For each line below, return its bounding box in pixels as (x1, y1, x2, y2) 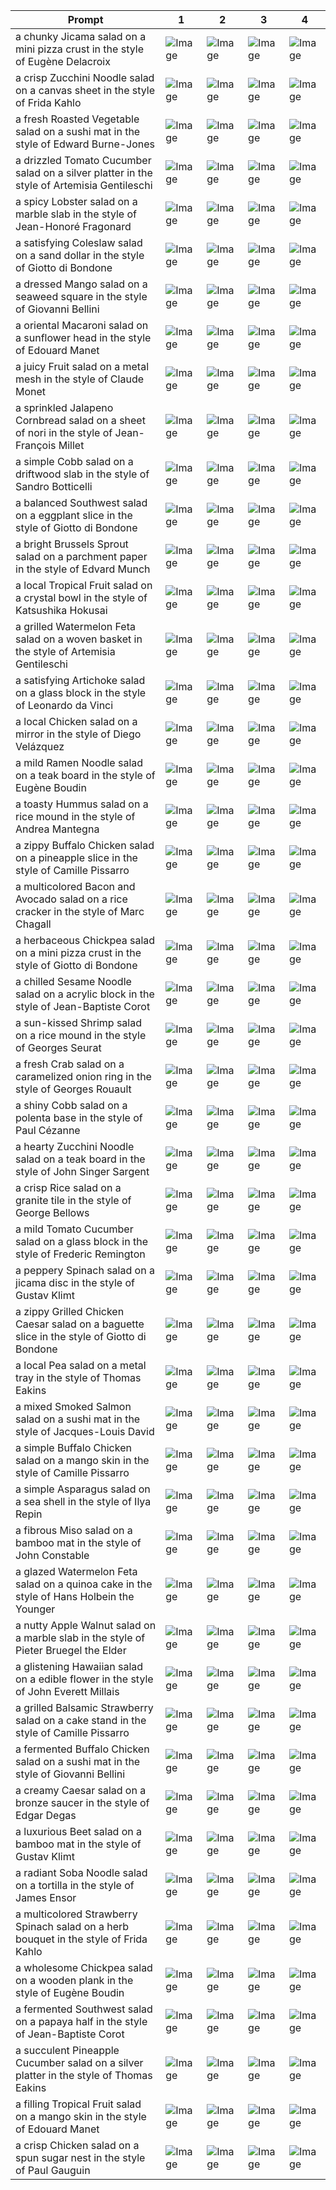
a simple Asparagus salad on (15, 1482, 151, 1496)
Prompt (67, 13, 104, 26)
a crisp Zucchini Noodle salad (15, 71, 155, 84)
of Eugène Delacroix (15, 55, 111, 68)
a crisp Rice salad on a (15, 1181, 122, 1194)
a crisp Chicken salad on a (15, 2139, 140, 2152)
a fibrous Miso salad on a (15, 1524, 133, 1537)
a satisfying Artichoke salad (15, 674, 146, 687)
